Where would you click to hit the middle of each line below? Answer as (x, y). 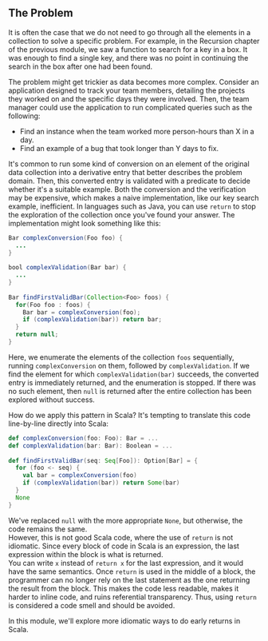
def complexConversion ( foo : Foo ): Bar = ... (83, 438)
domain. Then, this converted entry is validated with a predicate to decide (130, 181)
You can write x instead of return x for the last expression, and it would (126, 563)
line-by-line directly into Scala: (59, 424)
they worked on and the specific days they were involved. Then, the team (129, 98)
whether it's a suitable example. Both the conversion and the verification (127, 189)
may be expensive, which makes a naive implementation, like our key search (134, 197)
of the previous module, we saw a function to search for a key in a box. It (128, 49)
